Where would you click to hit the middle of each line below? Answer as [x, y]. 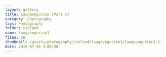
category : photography [28, 19]
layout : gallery [22, 10]
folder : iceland [22, 28]
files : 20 [15, 38]
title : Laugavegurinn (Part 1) [37, 14]
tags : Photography [24, 24]
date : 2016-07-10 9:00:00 [32, 47]
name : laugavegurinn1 [27, 33]
